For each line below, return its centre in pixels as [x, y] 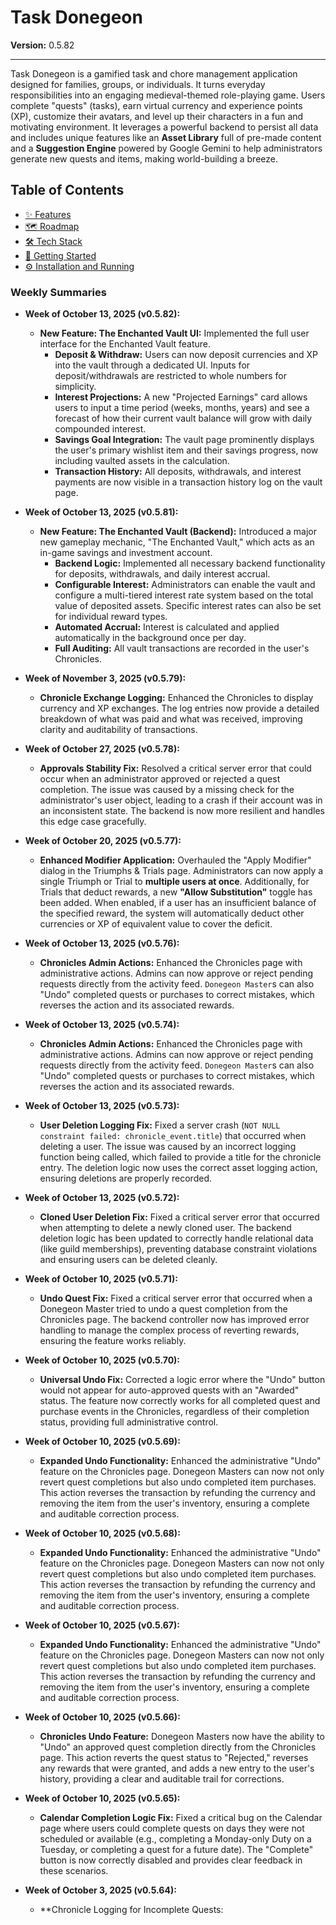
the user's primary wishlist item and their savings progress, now [186, 450]
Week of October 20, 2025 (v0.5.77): [103, 841]
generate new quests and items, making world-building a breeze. [144, 158]
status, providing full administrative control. [129, 1422]
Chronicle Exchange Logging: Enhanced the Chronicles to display [176, 698]
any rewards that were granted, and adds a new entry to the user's [177, 1768]
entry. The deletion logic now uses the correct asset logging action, [178, 1168]
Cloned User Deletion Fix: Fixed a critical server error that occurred [179, 1217]
